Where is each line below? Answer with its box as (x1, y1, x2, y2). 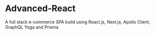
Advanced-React (5, 3, 76, 14)
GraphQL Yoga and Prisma (5, 24, 59, 30)
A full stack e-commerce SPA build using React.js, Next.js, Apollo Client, (5, 19, 151, 25)
